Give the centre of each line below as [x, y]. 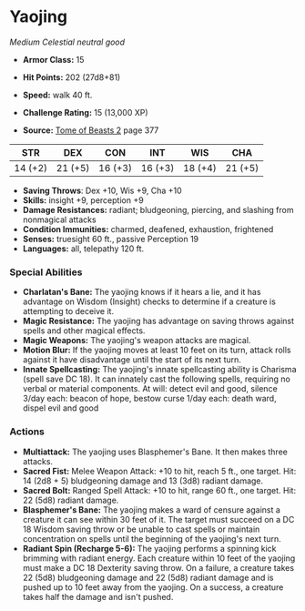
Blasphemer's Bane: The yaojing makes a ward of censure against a [151, 509]
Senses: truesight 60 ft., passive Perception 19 [111, 239]
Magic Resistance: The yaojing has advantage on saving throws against [158, 321]
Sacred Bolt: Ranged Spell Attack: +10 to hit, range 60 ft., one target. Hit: [159, 490]
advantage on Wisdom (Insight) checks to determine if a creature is [149, 301]
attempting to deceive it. [68, 311]
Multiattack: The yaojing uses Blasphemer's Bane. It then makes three [155, 452]
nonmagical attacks [60, 219]
